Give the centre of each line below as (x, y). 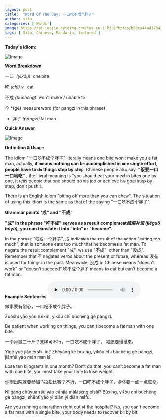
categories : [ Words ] (28, 24)
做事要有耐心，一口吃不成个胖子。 (40, 306)
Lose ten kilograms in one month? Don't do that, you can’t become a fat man (83, 366)
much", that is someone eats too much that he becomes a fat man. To (76, 244)
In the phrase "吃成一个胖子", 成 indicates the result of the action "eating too (83, 239)
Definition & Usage (25, 148)
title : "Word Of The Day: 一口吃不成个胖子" (50, 14)
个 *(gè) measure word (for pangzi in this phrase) (55, 108)
